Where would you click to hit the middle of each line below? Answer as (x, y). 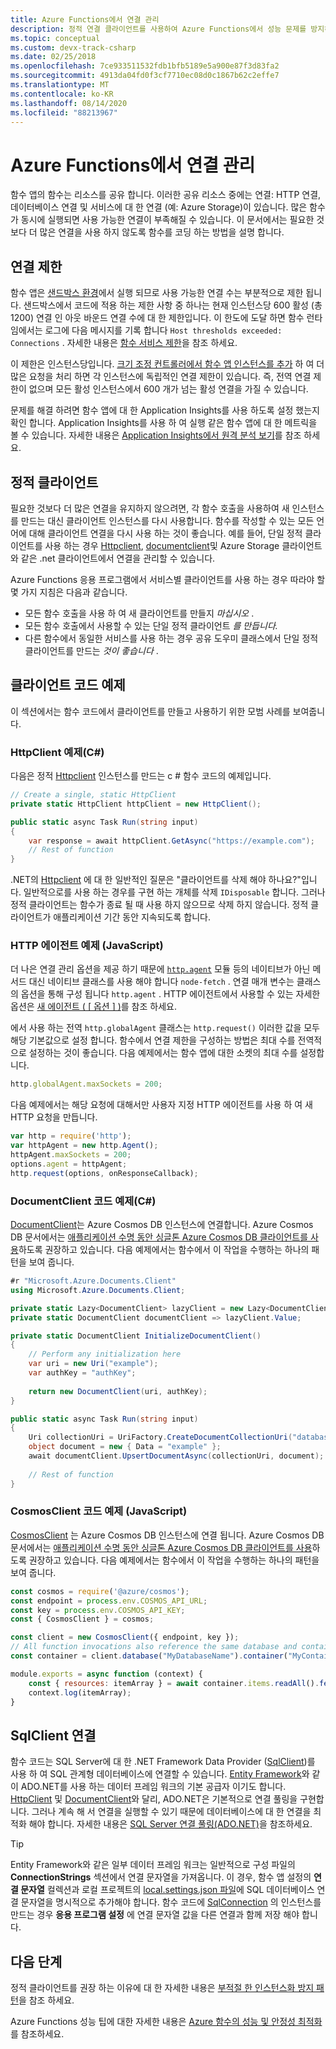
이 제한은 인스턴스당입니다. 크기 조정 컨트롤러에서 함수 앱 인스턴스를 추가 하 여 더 (167, 364)
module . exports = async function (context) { (106, 1674)
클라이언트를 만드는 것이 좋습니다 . (91, 650)
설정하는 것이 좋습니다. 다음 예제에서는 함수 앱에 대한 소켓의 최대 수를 (163, 1053)
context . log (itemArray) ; (80, 1692)
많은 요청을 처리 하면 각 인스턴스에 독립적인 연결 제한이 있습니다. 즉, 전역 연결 (161, 377)
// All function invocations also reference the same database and (154, 1647)
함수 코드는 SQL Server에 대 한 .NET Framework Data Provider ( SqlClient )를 (163, 1762)
